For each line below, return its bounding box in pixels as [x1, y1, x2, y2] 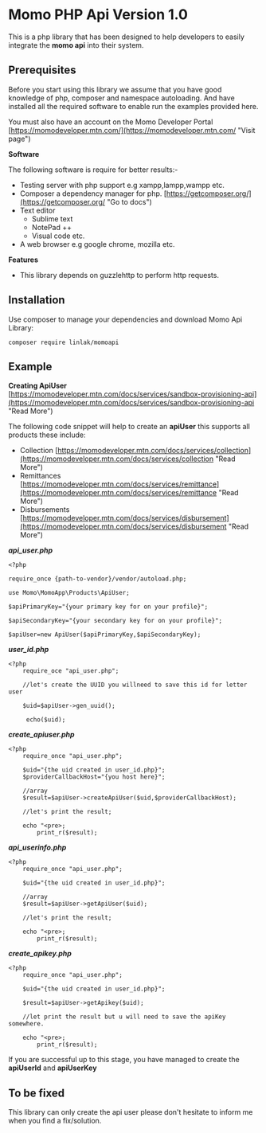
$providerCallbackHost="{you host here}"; [22, 773, 166, 781]
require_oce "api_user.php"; [22, 667, 119, 675]
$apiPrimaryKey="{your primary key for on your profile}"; [8, 603, 209, 611]
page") [8, 134, 31, 143]
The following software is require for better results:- [8, 165, 178, 174]
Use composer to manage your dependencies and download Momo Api [8, 315, 243, 324]
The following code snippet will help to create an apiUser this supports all [8, 422, 251, 432]
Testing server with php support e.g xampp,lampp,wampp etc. [19, 180, 225, 189]
